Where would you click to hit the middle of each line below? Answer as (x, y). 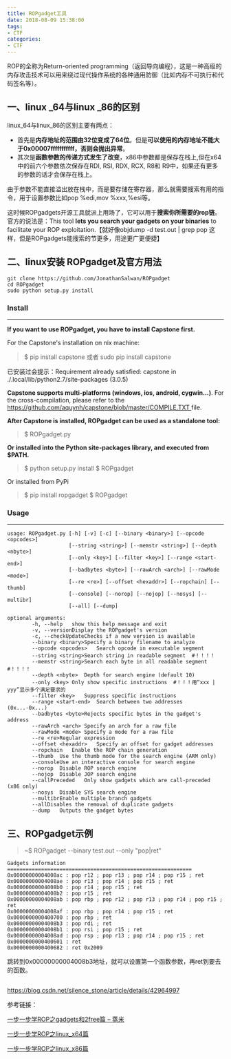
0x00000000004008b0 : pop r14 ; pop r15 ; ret (75, 888)
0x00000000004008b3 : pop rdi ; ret (59, 924)
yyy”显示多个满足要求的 (36, 690)
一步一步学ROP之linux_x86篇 (48, 1049)
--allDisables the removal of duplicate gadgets (103, 805)
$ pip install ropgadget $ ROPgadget (76, 495)
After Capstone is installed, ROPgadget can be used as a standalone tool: (114, 420)
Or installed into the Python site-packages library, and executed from (108, 447)
